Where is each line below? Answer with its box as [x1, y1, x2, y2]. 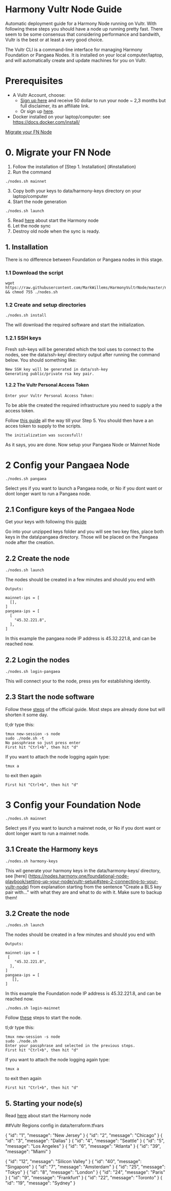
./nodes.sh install [5, 313, 47, 318]
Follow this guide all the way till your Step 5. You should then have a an [5, 417, 154, 423]
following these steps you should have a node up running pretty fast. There [5, 25, 163, 32]
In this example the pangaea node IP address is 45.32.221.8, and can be [5, 635, 156, 642]
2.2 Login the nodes [5, 656, 70, 664]
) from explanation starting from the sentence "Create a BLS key [27, 884, 162, 890]
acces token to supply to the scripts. [5, 422, 82, 429]
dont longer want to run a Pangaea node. [5, 490, 92, 497]
